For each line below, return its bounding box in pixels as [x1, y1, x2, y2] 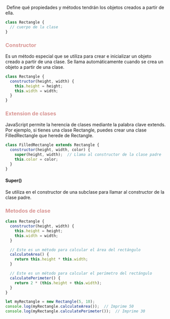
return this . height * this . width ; [14, 257, 88, 262]
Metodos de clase [5, 207, 51, 214]
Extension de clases [5, 110, 56, 117]
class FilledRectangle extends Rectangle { [5, 142, 100, 148]
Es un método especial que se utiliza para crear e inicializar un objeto [5, 53, 152, 59]
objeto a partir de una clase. [5, 64, 65, 70]
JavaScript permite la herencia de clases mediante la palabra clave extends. [5, 122, 166, 128]
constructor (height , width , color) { [10, 147, 91, 153]
